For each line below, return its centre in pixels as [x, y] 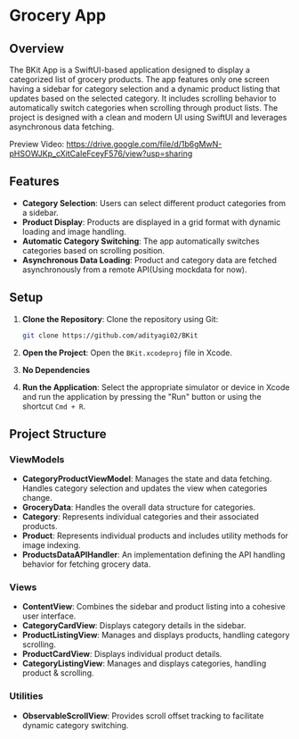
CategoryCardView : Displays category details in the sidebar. [134, 626]
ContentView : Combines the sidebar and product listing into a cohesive [154, 607]
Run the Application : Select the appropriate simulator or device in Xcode [156, 387]
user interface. [49, 616]
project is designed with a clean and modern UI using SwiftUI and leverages [148, 117]
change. [37, 498]
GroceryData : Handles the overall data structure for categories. [139, 507]
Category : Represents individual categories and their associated [141, 517]
